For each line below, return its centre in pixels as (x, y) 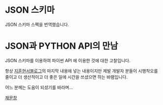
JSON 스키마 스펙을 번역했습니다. (37, 24)
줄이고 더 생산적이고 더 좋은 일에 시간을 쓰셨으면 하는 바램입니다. (67, 77)
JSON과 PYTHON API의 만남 (62, 46)
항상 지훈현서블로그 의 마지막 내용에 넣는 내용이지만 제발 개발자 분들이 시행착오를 (81, 71)
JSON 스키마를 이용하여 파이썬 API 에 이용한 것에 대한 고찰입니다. (68, 60)
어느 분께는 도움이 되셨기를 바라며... (39, 87)
